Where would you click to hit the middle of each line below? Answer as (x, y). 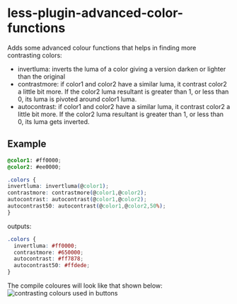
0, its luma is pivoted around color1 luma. (77, 99)
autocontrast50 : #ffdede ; (52, 266)
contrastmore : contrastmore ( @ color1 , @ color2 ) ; (77, 193)
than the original (41, 77)
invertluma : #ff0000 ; (46, 246)
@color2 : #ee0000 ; (34, 167)
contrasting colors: (35, 55)
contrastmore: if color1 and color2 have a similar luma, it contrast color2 (122, 84)
